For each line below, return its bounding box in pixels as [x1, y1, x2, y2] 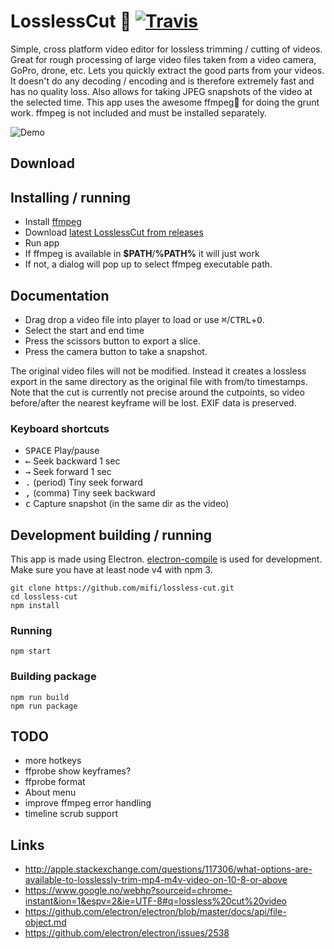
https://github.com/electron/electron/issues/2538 [24, 927, 230, 939]
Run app [24, 237, 60, 249]
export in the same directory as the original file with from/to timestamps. [10, 375, 308, 387]
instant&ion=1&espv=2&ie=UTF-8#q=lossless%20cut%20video [24, 895, 287, 907]
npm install [10, 601, 60, 611]
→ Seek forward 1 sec [24, 466, 112, 478]
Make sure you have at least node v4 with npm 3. [10, 564, 213, 576]
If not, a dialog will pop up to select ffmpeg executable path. [24, 258, 273, 270]
